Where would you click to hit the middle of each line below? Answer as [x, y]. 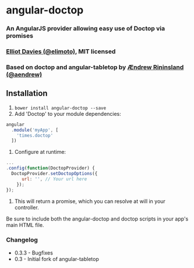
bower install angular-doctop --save [60, 108]
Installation [27, 93]
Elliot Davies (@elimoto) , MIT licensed [61, 51]
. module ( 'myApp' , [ [35, 130]
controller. [27, 207]
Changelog [22, 240]
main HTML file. [25, 225]
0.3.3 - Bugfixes [34, 253]
